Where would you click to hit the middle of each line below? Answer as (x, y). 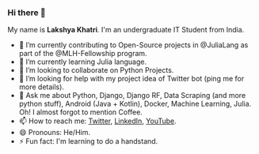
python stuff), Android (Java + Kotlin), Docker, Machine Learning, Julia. (135, 104)
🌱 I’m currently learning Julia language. (83, 62)
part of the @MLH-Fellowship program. (83, 54)
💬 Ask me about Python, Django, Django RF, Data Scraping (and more (132, 96)
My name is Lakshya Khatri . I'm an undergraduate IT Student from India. (126, 30)
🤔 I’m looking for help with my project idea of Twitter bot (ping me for (131, 79)
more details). (42, 87)
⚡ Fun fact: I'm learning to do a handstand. (88, 141)
